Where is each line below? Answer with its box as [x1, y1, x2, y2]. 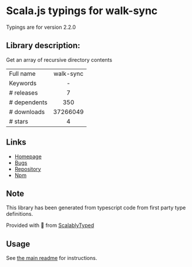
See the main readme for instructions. [6, 255, 97, 262]
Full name [9, 69, 36, 78]
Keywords [9, 79, 37, 87]
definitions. [6, 211, 33, 218]
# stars [9, 117, 28, 125]
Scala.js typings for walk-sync [6, 4, 158, 18]
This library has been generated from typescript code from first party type [6, 204, 186, 211]
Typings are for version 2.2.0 [6, 24, 76, 31]
